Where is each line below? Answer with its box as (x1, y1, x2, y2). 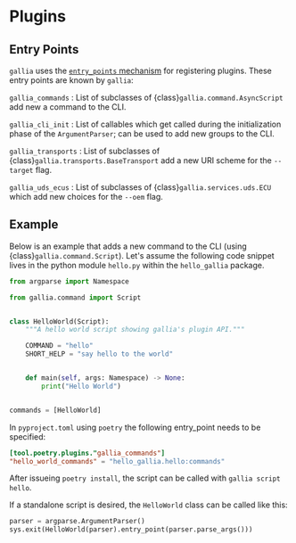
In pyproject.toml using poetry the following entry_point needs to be (9, 422, 261, 432)
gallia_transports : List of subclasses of (9, 145, 160, 156)
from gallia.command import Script (9, 292, 142, 302)
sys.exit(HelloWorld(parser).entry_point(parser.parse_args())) (9, 525, 253, 534)
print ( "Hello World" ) (41, 382, 122, 391)
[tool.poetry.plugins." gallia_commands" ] (9, 448, 166, 457)
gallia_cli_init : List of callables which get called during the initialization (9, 119, 282, 129)
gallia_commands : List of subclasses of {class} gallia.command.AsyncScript (9, 92, 284, 103)
